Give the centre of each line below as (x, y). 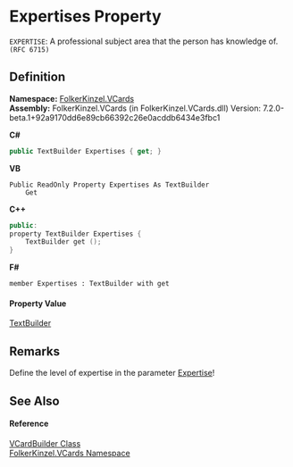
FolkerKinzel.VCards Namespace (70, 453)
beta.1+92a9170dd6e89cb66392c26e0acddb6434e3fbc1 (115, 117)
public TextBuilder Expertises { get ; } (86, 151)
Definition (37, 77)
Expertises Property (86, 17)
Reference (29, 424)
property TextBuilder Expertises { (75, 234)
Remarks (35, 351)
